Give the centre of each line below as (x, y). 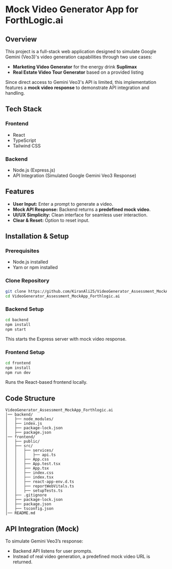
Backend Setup (25, 309)
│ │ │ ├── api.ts (31, 455)
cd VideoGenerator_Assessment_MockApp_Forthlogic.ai (63, 296)
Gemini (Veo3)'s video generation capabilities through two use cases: (79, 57)
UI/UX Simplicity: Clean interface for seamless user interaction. (80, 215)
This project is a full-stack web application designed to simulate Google (81, 51)
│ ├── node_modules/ (29, 419)
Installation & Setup (37, 236)
